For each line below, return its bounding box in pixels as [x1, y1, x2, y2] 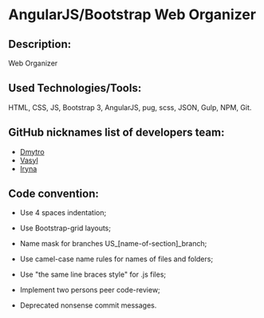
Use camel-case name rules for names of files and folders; [19, 254, 214, 264]
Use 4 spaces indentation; [19, 208, 107, 218]
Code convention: [8, 187, 100, 201]
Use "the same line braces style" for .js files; [19, 269, 166, 280]
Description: [8, 37, 72, 51]
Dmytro [19, 147, 45, 156]
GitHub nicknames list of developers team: [8, 126, 225, 139]
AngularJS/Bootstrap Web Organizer [8, 6, 257, 24]
